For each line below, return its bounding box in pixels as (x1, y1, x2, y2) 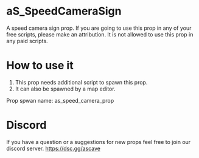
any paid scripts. (6, 37, 48, 44)
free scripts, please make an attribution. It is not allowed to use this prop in (6, 30, 194, 38)
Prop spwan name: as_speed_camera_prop (6, 97, 114, 104)
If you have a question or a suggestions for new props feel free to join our (6, 138, 191, 145)
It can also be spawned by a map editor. (15, 85, 116, 92)
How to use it (6, 59, 74, 72)
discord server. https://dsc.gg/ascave (6, 145, 101, 152)
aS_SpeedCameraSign (6, 4, 122, 18)
